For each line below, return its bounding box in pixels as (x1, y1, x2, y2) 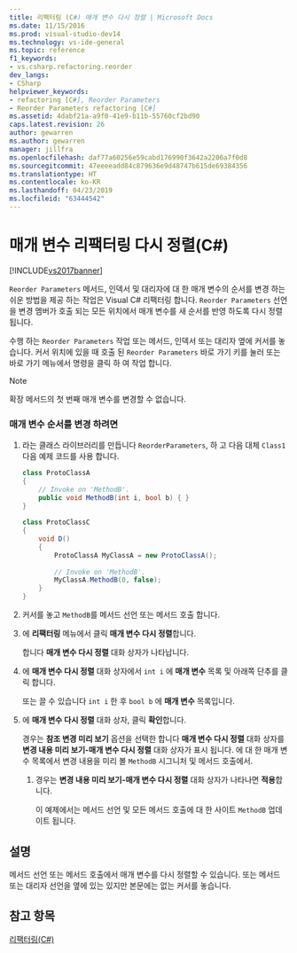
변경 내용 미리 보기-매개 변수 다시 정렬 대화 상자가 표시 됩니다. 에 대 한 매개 (21, 745, 279, 755)
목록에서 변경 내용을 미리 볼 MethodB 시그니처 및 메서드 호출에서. (31, 755, 254, 767)
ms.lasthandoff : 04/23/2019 (9, 186, 113, 195)
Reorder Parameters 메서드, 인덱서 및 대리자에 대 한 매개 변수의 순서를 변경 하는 (9, 283, 286, 293)
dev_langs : (9, 71, 50, 80)
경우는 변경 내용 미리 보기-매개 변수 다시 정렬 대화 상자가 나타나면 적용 (35, 775, 277, 785)
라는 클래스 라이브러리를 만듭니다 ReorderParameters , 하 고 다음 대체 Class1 (21, 440, 286, 450)
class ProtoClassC (21, 518, 90, 527)
